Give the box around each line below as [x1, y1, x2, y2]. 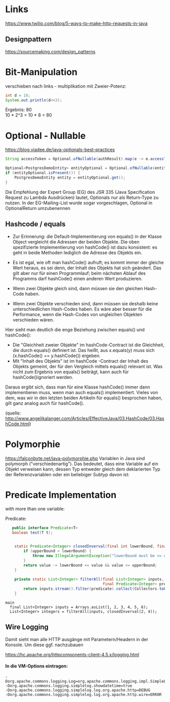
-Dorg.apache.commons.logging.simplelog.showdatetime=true [5, 683, 133, 688]
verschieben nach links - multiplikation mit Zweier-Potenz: [5, 83, 126, 89]
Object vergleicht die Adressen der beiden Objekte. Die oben [12, 238, 140, 244]
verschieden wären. [12, 317, 54, 323]
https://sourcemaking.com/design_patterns [5, 48, 96, 54]
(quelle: [5, 410, 21, 416]
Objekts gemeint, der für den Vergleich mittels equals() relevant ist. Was [12, 363, 163, 369]
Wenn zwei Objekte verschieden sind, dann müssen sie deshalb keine [12, 300, 158, 306]
